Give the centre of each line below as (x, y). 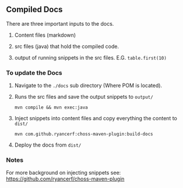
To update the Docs (34, 72)
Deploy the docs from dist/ (48, 145)
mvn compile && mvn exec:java (51, 107)
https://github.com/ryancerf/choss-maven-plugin (65, 179)
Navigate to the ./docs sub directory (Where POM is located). (88, 86)
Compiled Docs (34, 10)
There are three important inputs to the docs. (60, 23)
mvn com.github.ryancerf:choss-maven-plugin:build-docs (84, 134)
